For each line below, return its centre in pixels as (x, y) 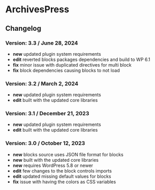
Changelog (23, 28)
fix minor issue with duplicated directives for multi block (72, 65)
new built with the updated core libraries (56, 160)
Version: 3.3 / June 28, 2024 (42, 43)
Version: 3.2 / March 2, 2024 (42, 83)
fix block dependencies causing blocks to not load (66, 70)
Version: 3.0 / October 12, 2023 (45, 143)
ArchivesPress (37, 9)
